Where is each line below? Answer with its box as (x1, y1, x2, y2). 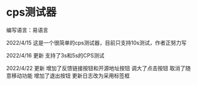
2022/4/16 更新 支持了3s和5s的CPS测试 (6, 51, 105, 59)
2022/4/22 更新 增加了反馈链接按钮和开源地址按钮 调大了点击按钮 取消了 (6, 64, 186, 72)
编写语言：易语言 (6, 26, 49, 34)
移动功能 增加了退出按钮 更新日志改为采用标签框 (11, 72, 130, 79)
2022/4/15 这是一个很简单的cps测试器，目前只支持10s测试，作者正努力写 (6, 39, 187, 46)
